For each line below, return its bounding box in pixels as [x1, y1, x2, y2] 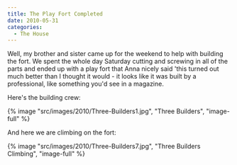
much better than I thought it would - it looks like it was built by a [7, 72, 197, 81]
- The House [13, 30, 50, 38]
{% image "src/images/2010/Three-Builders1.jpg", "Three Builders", [7, 107, 204, 115]
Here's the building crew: [7, 93, 81, 102]
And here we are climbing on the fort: [7, 128, 116, 137]
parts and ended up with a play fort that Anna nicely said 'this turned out [7, 64, 219, 73]
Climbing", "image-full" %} [7, 149, 86, 158]
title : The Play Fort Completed [7, 10, 103, 18]
